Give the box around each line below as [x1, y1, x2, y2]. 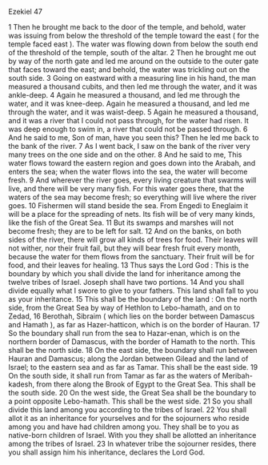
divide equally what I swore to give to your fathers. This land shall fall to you [8, 286, 258, 295]
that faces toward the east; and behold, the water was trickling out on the [8, 65, 250, 74]
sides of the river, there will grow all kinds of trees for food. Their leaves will [8, 235, 258, 244]
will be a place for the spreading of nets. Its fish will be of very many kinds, [8, 210, 256, 218]
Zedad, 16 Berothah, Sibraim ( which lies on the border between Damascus [8, 311, 255, 321]
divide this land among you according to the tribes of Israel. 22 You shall [8, 405, 246, 415]
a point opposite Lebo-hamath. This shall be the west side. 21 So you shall [8, 396, 253, 406]
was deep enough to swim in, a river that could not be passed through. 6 [8, 124, 248, 134]
